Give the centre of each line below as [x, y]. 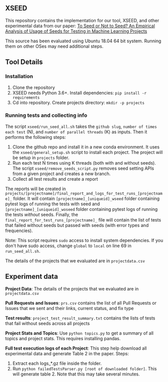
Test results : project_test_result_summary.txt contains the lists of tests [80, 318]
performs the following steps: [36, 137]
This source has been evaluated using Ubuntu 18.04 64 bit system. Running [83, 41]
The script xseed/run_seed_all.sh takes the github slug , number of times [81, 126]
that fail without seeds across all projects [48, 323]
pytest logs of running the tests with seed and [53, 204]
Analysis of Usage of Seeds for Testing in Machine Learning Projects [76, 31]
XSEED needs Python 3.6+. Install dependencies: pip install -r [79, 93]
